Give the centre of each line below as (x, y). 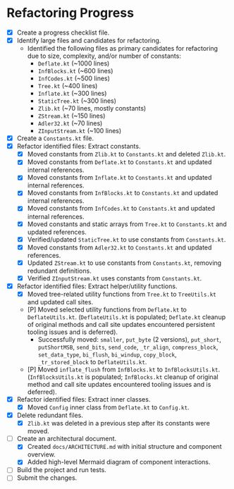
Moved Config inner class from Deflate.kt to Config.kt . (108, 407)
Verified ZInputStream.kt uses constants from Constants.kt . (115, 278)
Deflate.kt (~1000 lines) (74, 63)
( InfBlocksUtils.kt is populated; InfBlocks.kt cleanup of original (123, 377)
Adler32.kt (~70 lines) (70, 123)
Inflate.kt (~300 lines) (72, 94)
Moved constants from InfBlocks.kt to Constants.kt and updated (123, 193)
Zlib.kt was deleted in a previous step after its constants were (119, 423)
